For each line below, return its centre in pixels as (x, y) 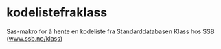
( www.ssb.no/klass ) (35, 38)
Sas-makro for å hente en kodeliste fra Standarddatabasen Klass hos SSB (110, 31)
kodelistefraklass (57, 13)
